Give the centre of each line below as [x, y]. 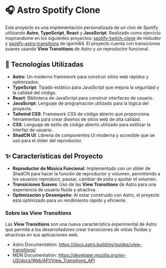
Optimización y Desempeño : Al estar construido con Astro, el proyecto [86, 195]
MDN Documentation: [35, 255]
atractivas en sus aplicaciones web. [42, 234]
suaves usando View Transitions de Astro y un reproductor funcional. [77, 49]
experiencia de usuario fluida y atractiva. [54, 189]
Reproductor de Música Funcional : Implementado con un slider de [81, 168]
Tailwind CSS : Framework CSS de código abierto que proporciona [81, 114]
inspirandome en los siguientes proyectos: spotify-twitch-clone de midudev [83, 38]
